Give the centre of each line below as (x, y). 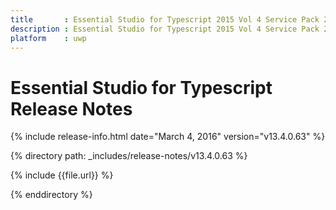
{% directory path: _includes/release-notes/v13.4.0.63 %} (129, 156)
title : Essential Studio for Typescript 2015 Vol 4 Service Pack (165, 19)
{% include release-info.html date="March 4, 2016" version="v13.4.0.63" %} (168, 137)
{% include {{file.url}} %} (62, 175)
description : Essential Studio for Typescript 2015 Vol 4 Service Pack (165, 29)
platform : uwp (48, 38)
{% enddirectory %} (51, 195)
